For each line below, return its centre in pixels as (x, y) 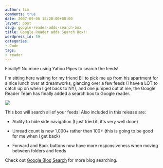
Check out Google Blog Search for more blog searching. (61, 160)
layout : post (18, 23)
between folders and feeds (39, 151)
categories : (17, 41)
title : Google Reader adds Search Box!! (47, 32)
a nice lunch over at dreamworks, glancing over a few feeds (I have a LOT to (81, 83)
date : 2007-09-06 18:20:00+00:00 (39, 19)
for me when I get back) (36, 136)
